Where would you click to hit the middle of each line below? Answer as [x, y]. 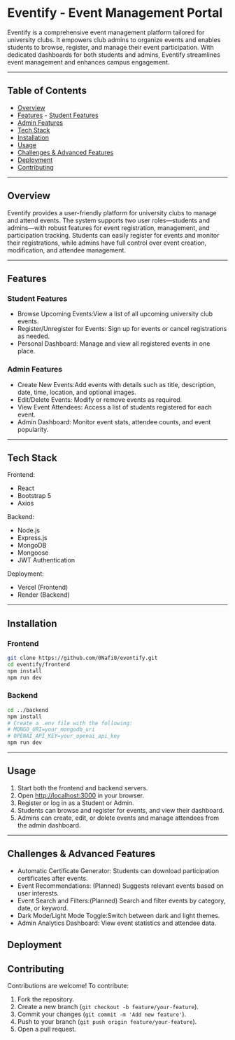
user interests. [38, 893]
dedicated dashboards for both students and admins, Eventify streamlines [114, 55]
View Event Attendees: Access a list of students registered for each [114, 407]
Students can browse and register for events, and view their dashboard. [121, 810]
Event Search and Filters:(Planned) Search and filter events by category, [121, 900]
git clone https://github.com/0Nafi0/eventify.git [83, 658]
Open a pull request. [47, 1029]
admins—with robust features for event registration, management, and [108, 228]
